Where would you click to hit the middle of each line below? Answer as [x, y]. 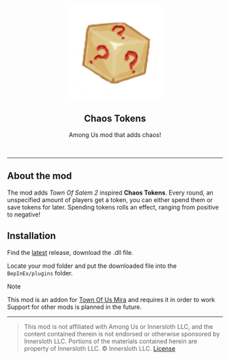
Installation [31, 236]
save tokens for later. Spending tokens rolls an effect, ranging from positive [113, 207]
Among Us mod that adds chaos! [115, 134]
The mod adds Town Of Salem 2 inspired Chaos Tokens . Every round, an [110, 193]
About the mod [40, 176]
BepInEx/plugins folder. [40, 273]
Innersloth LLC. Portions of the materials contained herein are [111, 341]
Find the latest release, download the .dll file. [70, 252]
